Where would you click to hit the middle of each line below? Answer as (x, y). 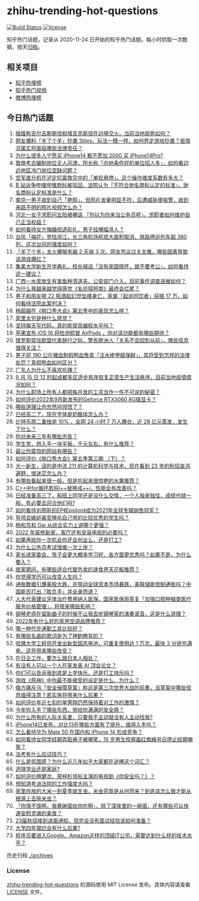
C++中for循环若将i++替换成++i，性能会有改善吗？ (76, 488)
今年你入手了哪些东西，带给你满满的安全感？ (70, 709)
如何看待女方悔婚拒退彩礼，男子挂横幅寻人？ (70, 229)
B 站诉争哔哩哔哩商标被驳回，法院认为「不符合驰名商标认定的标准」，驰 (102, 185)
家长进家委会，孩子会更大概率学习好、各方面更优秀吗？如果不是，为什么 (103, 555)
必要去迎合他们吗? (53, 503)
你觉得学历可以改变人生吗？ (49, 576)
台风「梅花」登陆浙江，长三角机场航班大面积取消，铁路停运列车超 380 (101, 236)
